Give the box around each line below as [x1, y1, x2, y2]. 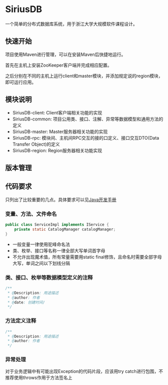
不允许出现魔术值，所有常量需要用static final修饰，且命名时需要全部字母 [12, 253, 162, 260]
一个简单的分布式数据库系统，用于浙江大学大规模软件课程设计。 [5, 21, 137, 27]
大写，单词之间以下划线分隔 [12, 260, 70, 266]
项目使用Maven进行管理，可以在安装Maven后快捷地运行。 [5, 51, 126, 57]
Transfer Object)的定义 [12, 141, 60, 147]
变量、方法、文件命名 [5, 210, 57, 217]
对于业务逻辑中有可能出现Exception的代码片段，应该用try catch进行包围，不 [5, 368, 163, 374]
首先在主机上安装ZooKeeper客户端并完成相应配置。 [5, 62, 112, 68]
